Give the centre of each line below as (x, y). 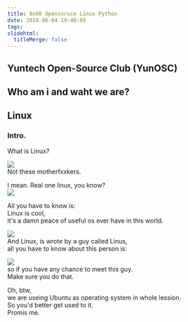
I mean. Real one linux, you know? (56, 185)
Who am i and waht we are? (68, 92)
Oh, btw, (19, 290)
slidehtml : (23, 33)
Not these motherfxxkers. (44, 171)
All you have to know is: (41, 205)
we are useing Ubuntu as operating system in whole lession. (94, 297)
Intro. (17, 136)
